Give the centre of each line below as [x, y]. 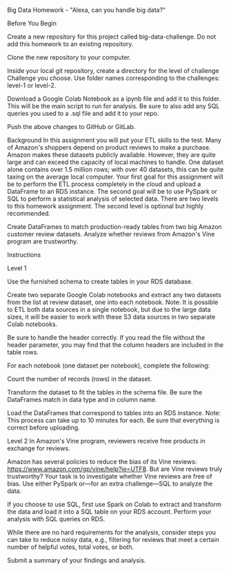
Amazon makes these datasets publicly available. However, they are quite [111, 155]
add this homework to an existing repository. [70, 44]
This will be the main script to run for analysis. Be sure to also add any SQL [113, 106]
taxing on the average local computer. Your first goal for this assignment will [115, 177]
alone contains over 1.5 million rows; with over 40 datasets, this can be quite [115, 169]
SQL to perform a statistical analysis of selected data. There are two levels [113, 199]
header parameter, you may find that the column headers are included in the [115, 345]
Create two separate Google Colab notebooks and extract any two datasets [114, 295]
